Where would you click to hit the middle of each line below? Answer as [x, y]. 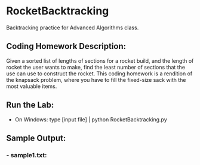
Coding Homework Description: [66, 46]
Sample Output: [36, 138]
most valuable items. [32, 86]
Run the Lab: [30, 105]
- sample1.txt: [27, 155]
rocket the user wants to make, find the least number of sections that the [96, 67]
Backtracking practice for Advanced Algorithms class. [73, 27]
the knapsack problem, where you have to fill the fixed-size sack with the [96, 80]
